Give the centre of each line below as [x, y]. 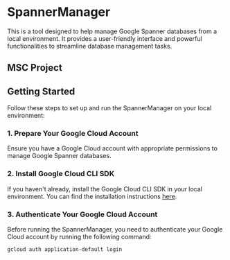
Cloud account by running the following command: [79, 237]
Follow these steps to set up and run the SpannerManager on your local [109, 108]
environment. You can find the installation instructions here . [92, 196]
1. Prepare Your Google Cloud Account [73, 134]
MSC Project [35, 68]
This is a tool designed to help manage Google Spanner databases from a [112, 31]
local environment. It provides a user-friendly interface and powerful [105, 38]
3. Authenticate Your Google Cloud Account [82, 214]
